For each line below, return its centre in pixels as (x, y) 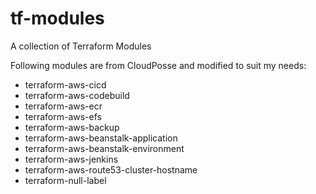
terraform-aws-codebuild (77, 95)
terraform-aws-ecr (63, 106)
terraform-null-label (65, 180)
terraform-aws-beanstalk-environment (104, 148)
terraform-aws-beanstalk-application (101, 138)
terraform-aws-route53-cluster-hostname (111, 169)
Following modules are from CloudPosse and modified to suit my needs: (158, 65)
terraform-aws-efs (63, 116)
